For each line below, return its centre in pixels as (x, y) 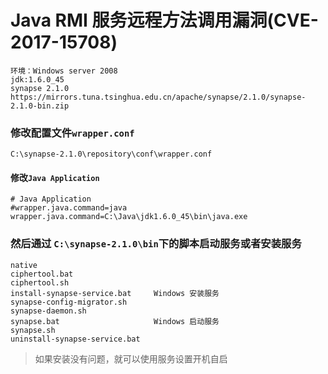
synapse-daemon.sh (48, 311)
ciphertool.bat (42, 274)
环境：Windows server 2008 (64, 71)
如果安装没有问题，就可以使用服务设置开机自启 (131, 358)
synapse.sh (33, 330)
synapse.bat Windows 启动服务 (115, 321)
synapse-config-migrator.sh (69, 302)
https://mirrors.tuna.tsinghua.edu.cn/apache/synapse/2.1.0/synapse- (158, 97)
